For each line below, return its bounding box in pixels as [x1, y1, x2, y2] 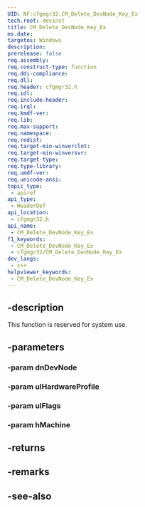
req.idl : [7, 90, 33, 97]
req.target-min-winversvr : [7, 150, 87, 157]
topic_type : [7, 182, 43, 189]
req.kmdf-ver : [7, 110, 50, 117]
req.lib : [7, 116, 33, 123]
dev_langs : [7, 256, 40, 263]
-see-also [7, 490, 52, 502]
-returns [7, 441, 45, 454]
